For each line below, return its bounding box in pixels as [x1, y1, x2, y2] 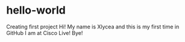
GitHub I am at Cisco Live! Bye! [6, 29, 83, 36]
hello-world [6, 4, 66, 17]
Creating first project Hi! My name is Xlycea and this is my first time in [6, 23, 180, 30]
